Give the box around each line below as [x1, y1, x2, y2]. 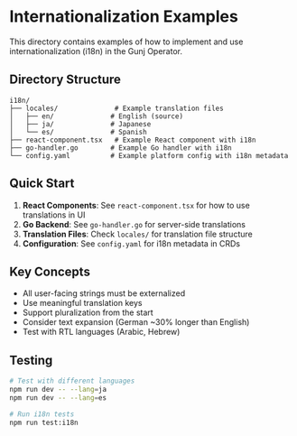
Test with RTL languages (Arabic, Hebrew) [22, 327, 181, 338]
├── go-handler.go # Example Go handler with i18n [9, 143, 232, 153]
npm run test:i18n [9, 418, 79, 427]
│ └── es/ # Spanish [9, 127, 147, 136]
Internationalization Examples [9, 6, 239, 27]
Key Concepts [9, 264, 90, 279]
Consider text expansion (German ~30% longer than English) [22, 317, 250, 328]
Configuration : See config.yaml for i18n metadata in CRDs [22, 237, 241, 249]
